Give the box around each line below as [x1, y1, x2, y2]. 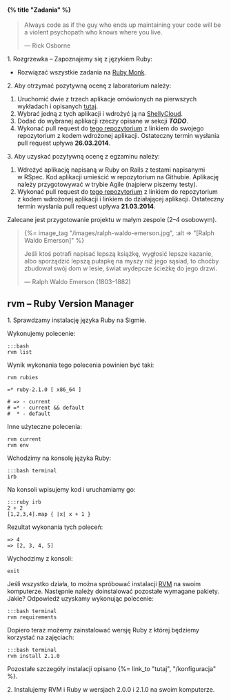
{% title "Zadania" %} [7, 6, 71, 14]
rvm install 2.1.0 [7, 652, 60, 660]
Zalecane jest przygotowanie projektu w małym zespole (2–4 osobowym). [7, 216, 217, 224]
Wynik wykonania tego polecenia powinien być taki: [7, 361, 154, 369]
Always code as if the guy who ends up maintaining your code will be [23, 21, 221, 29]
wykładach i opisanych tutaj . [17, 102, 99, 110]
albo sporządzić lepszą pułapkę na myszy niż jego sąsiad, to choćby [23, 257, 219, 266]
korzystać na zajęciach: [7, 633, 74, 641]
